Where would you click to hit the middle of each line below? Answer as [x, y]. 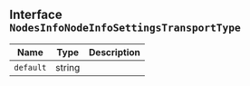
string [68, 67]
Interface [36, 15]
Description [115, 52]
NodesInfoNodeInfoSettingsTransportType [125, 28]
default [30, 67]
